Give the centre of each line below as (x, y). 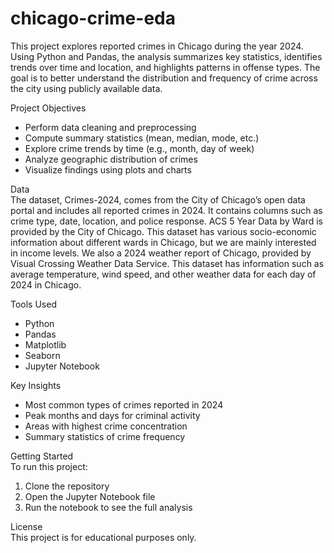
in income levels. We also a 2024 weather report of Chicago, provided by (161, 253)
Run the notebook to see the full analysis (108, 507)
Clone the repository (67, 486)
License (26, 526)
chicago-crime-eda (93, 18)
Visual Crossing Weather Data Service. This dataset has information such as (167, 263)
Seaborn (42, 355)
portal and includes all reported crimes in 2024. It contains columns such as (166, 210)
